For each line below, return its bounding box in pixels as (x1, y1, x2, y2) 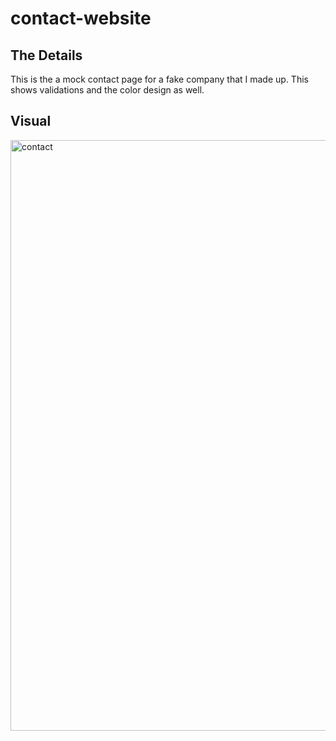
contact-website (10, 7, 152, 30)
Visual (10, 113, 52, 130)
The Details (10, 47, 83, 64)
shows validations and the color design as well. (10, 84, 205, 96)
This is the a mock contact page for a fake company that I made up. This (10, 73, 309, 85)
